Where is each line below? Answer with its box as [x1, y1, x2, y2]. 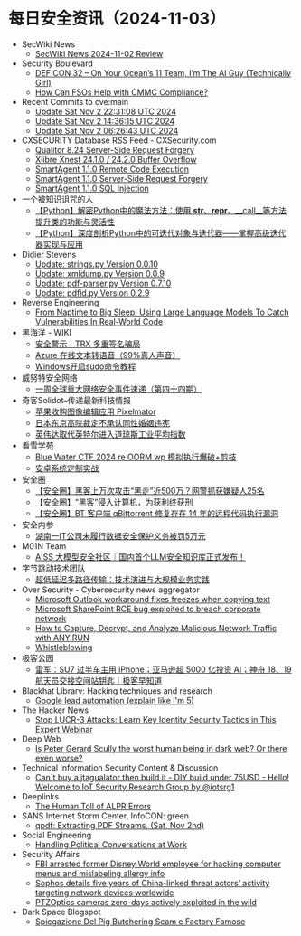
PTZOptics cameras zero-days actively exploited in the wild [34, 896, 257, 907]
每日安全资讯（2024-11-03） [8, 8, 226, 29]
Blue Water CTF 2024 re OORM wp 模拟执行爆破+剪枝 [34, 451, 237, 462]
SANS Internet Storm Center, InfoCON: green [21, 810, 189, 821]
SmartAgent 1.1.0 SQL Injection [34, 183, 150, 194]
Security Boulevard [21, 58, 94, 69]
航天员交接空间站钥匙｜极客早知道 [34, 675, 163, 685]
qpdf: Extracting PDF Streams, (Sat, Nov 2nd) [34, 819, 205, 830]
